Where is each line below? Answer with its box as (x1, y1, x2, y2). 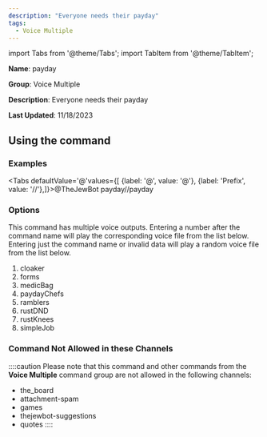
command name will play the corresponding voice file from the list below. (8, 231, 249, 241)
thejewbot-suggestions (19, 411, 97, 420)
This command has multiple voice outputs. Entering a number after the (8, 223, 241, 232)
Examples (8, 158, 48, 169)
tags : (8, 19, 26, 27)
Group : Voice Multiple (8, 79, 81, 89)
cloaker (19, 263, 46, 273)
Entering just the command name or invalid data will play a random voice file (8, 239, 260, 249)
